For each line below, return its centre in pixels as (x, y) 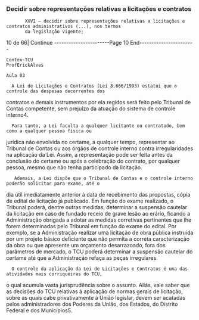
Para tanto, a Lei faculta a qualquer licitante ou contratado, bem (98, 126)
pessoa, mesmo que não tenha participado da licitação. (74, 167)
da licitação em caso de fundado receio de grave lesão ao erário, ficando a (98, 214)
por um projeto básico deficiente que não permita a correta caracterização (98, 239)
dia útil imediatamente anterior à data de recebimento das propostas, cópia (98, 195)
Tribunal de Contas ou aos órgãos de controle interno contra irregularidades (100, 148)
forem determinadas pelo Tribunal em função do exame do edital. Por (91, 226)
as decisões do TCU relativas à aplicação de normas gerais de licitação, (95, 291)
